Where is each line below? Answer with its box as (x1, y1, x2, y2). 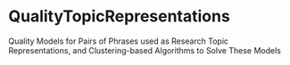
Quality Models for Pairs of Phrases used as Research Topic (8, 36, 229, 46)
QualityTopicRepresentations (8, 6, 231, 27)
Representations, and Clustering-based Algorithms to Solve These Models (8, 45, 282, 55)
